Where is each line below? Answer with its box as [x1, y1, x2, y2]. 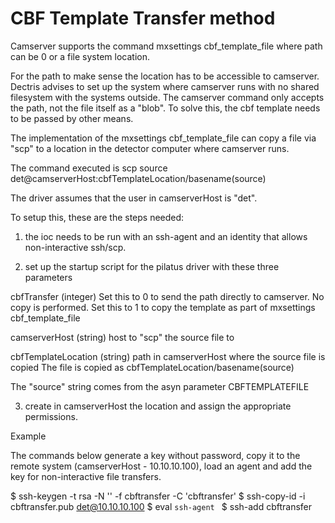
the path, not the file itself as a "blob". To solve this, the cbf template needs [10, 102, 321, 114]
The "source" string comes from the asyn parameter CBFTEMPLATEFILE [10, 380, 310, 392]
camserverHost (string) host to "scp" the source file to [10, 331, 235, 343]
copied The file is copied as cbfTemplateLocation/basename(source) [10, 361, 295, 373]
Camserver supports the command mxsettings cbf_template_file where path [10, 40, 323, 52]
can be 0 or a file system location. [10, 50, 151, 62]
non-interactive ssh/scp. [24, 241, 127, 253]
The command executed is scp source [10, 162, 168, 174]
